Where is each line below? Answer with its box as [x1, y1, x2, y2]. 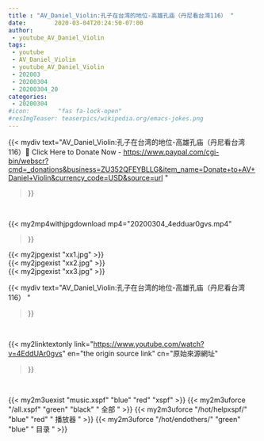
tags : [8, 41, 26, 49]
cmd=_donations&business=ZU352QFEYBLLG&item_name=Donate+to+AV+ [8, 164, 256, 174]
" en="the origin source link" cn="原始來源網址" [62, 348, 218, 358]
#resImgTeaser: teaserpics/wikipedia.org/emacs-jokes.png [8, 115, 204, 123]
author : [8, 26, 34, 34]
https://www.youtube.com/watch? [93, 339, 205, 348]
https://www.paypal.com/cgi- [122, 147, 220, 157]
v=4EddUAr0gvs [8, 348, 63, 358]
